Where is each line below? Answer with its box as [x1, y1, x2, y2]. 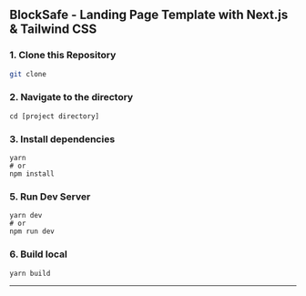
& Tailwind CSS [9, 22, 97, 37]
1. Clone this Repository [9, 49, 117, 62]
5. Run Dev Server [9, 190, 91, 203]
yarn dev [9, 211, 43, 220]
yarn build [9, 269, 51, 278]
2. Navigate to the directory [9, 91, 134, 104]
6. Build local [9, 248, 68, 260]
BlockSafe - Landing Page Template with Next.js [9, 7, 289, 23]
